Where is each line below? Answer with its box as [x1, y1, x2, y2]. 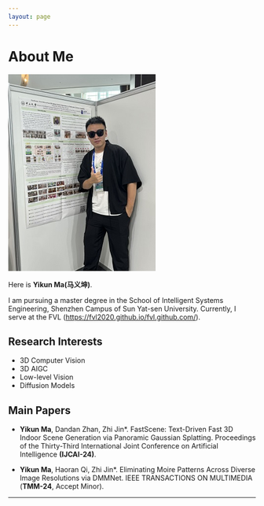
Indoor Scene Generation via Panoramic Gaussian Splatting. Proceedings [19, 433, 256, 442]
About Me [8, 47, 74, 65]
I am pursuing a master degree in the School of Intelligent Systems [8, 295, 224, 305]
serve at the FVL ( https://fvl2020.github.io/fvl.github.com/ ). [8, 312, 201, 322]
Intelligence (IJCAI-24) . [19, 449, 97, 460]
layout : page [8, 13, 51, 20]
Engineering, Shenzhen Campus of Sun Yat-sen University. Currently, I [8, 304, 236, 313]
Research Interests [8, 334, 103, 348]
